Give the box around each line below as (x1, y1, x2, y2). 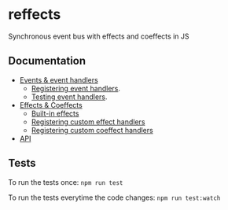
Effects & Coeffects (19, 100, 83, 109)
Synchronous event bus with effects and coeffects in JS (8, 31, 189, 41)
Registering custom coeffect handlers (31, 125, 153, 134)
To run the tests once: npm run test (8, 177, 123, 186)
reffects (8, 6, 61, 24)
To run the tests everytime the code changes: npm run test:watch (8, 193, 221, 202)
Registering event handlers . (31, 83, 120, 93)
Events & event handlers (19, 75, 98, 84)
